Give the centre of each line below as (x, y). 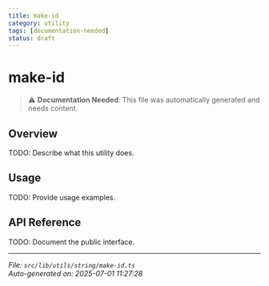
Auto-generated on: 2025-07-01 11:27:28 (76, 273)
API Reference (45, 222)
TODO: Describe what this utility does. (71, 153)
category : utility (39, 23)
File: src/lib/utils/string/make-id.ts (72, 264)
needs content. (53, 108)
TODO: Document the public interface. (71, 242)
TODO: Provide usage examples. (62, 197)
